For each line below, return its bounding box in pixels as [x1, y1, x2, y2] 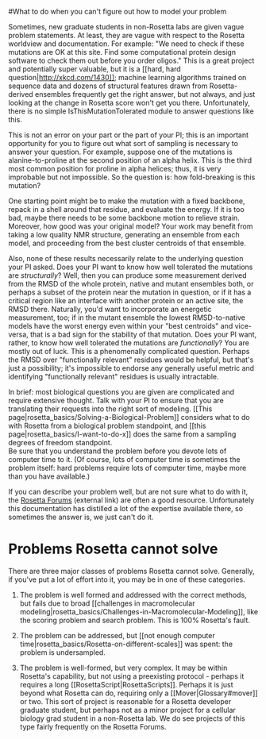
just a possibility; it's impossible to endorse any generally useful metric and [8, 364, 255, 372]
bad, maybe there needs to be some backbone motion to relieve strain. [8, 214, 240, 222]
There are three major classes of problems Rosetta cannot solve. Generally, [8, 566, 256, 575]
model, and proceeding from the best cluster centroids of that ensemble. [8, 238, 246, 248]
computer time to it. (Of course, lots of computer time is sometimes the [8, 455, 241, 464]
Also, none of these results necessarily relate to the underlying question [8, 254, 244, 263]
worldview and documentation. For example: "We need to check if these [8, 39, 245, 48]
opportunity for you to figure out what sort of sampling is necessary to [8, 139, 238, 148]
